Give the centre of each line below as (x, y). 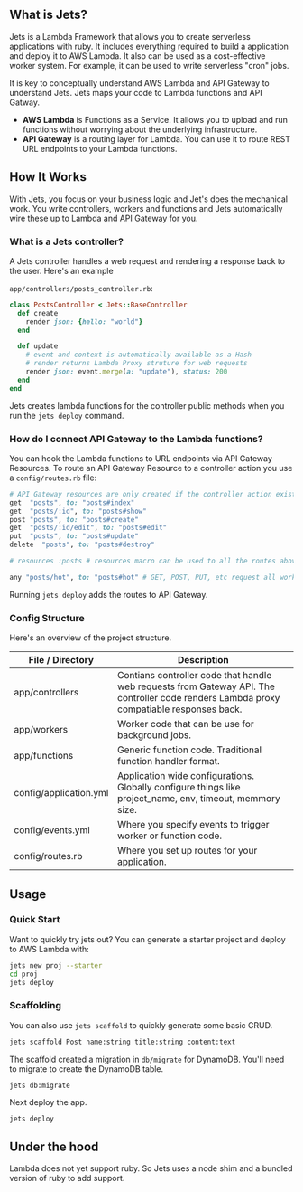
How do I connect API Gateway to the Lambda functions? (136, 439)
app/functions (44, 756)
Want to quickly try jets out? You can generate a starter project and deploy (147, 939)
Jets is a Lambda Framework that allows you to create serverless (130, 36)
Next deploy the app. (48, 1102)
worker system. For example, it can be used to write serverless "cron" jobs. (149, 65)
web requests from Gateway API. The (196, 686)
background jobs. (154, 735)
